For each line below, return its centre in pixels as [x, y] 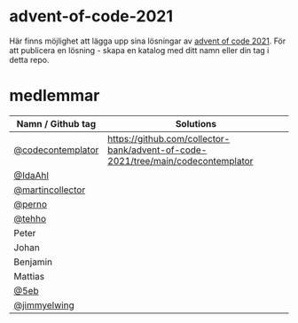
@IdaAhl [31, 175]
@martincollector [50, 190]
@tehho [30, 218]
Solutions [196, 123]
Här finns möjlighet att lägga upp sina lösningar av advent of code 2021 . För [148, 41]
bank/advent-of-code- [157, 150]
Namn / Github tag [56, 123]
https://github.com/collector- [169, 138]
